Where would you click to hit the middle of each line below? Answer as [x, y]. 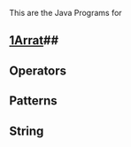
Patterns [33, 101]
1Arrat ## [34, 40]
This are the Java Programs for [65, 13]
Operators [38, 70]
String [27, 131]
